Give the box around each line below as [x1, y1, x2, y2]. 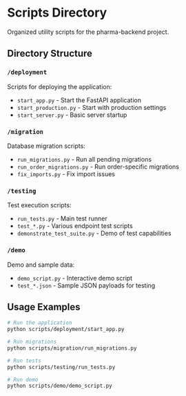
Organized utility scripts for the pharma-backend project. [7, 28, 169, 36]
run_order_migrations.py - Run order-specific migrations [17, 162, 180, 171]
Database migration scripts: [7, 142, 86, 150]
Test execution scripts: [7, 201, 72, 209]
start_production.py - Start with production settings [17, 103, 167, 111]
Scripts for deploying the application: [7, 82, 112, 91]
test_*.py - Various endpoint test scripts [17, 222, 133, 230]
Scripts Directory [7, 5, 107, 21]
